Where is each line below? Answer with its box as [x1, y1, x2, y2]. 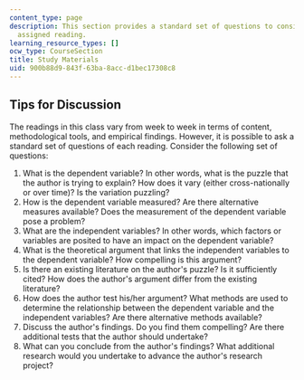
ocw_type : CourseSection [9, 47, 103, 56]
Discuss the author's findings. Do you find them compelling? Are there [22, 321, 285, 332]
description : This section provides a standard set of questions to [9, 22, 273, 31]
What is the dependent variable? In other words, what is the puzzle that [22, 167, 289, 178]
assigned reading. [17, 30, 88, 39]
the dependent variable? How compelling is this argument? [22, 254, 242, 265]
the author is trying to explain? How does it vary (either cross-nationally [22, 177, 290, 188]
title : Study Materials [9, 55, 100, 64]
